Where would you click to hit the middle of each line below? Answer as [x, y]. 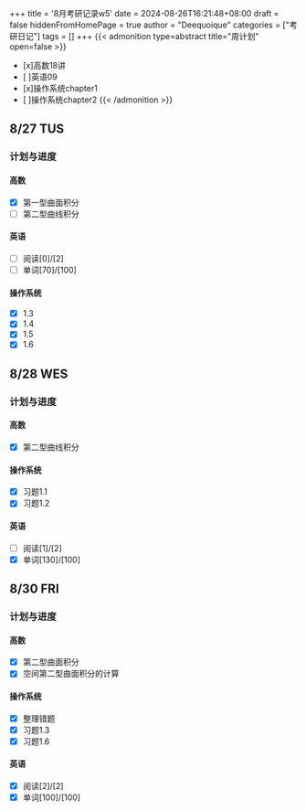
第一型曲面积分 [51, 202]
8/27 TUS [37, 129]
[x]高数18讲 [44, 65]
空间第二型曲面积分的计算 [71, 674]
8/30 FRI [34, 589]
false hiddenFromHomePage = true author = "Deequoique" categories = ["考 [153, 25]
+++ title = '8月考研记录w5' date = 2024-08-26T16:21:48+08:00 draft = [144, 13]
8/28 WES [39, 373]
